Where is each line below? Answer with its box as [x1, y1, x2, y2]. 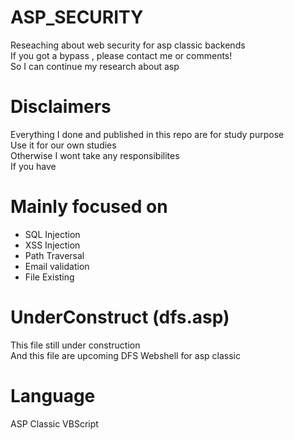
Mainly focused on [10, 196, 168, 218]
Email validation [24, 260, 90, 272]
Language [10, 384, 96, 407]
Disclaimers [10, 96, 112, 118]
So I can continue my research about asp [10, 60, 180, 72]
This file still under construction [10, 339, 141, 351]
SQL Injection [24, 228, 81, 240]
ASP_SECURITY [10, 6, 144, 29]
